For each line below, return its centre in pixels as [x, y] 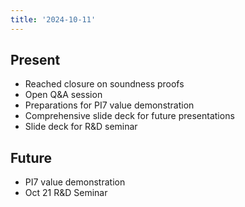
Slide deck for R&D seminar [81, 127]
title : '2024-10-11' [53, 19]
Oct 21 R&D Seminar [66, 193]
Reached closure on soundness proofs [104, 84]
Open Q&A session [63, 95]
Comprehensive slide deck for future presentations [129, 116]
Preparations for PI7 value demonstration [109, 105]
